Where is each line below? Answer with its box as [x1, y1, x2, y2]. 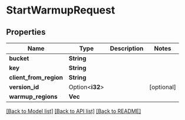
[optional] [149, 83, 177, 91]
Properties [6, 27, 46, 37]
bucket [9, 54, 29, 62]
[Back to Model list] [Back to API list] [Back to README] [6, 108, 141, 115]
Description [110, 45, 144, 52]
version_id [9, 83, 39, 91]
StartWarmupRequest [6, 4, 115, 17]
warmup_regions [9, 92, 58, 101]
